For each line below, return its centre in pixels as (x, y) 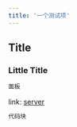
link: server (27, 102)
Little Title (28, 70)
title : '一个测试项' (39, 15)
